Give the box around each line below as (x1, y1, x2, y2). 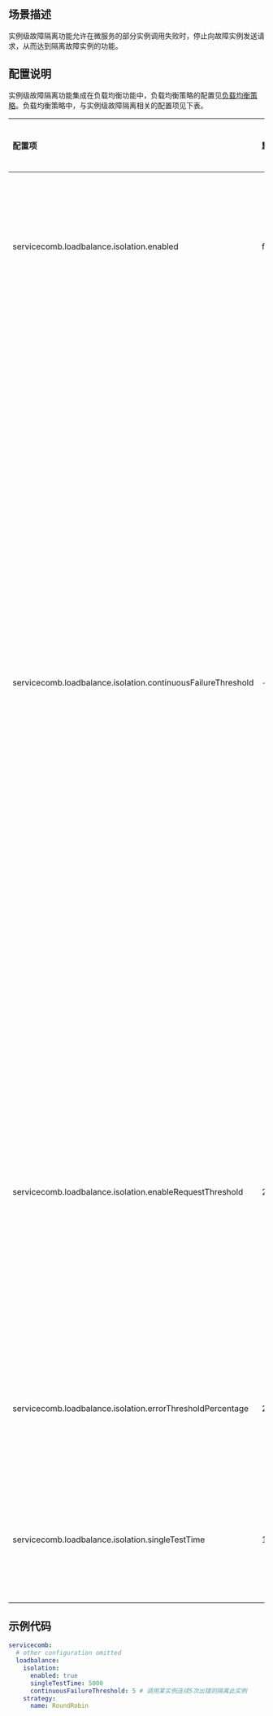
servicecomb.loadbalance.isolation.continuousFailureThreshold (12, 677, 254, 688)
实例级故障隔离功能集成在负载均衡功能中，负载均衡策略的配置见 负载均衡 (8, 90, 250, 100)
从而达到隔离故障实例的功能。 (22, 41, 123, 50)
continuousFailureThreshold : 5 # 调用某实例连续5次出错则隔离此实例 (29, 1687, 248, 1695)
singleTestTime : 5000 (29, 1679, 104, 1688)
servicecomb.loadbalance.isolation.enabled (12, 241, 179, 252)
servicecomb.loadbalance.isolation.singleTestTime (12, 1534, 206, 1545)
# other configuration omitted (15, 1649, 122, 1657)
